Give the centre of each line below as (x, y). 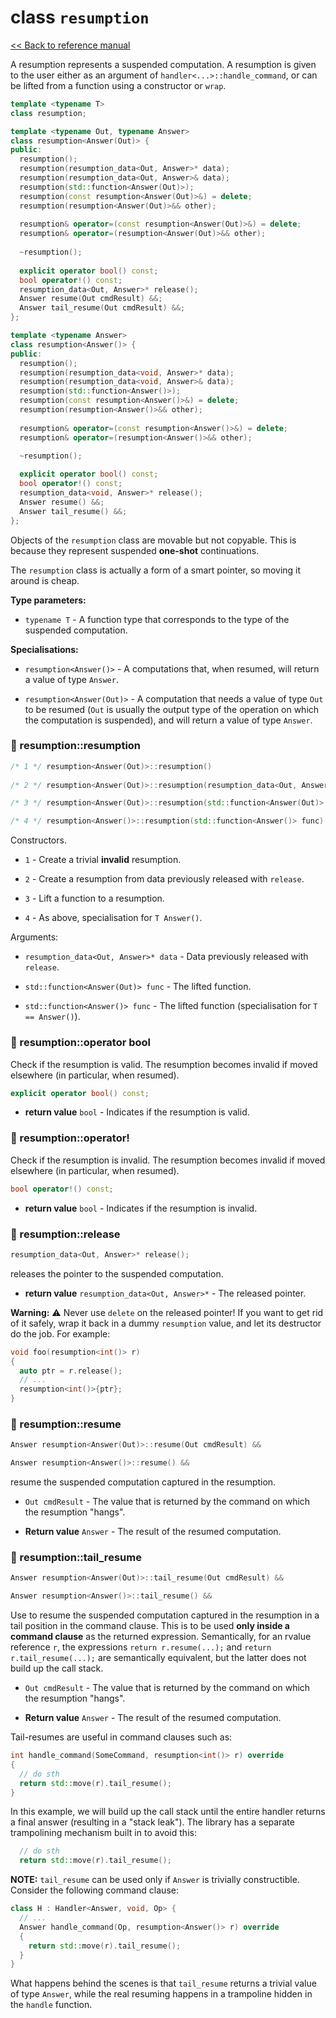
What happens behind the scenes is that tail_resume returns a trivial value (163, 1983)
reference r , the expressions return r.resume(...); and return (141, 1647)
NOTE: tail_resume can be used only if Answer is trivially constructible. (155, 1880)
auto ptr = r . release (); (71, 1371)
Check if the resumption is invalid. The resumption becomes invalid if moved (168, 1160)
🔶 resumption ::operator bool (81, 1043)
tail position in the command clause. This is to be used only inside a (150, 1626)
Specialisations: (44, 649)
